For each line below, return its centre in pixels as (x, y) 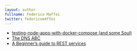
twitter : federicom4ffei (30, 19)
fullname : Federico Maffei (32, 14)
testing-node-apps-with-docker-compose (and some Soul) (72, 33)
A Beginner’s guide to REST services (49, 44)
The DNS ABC (26, 38)
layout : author (20, 10)
